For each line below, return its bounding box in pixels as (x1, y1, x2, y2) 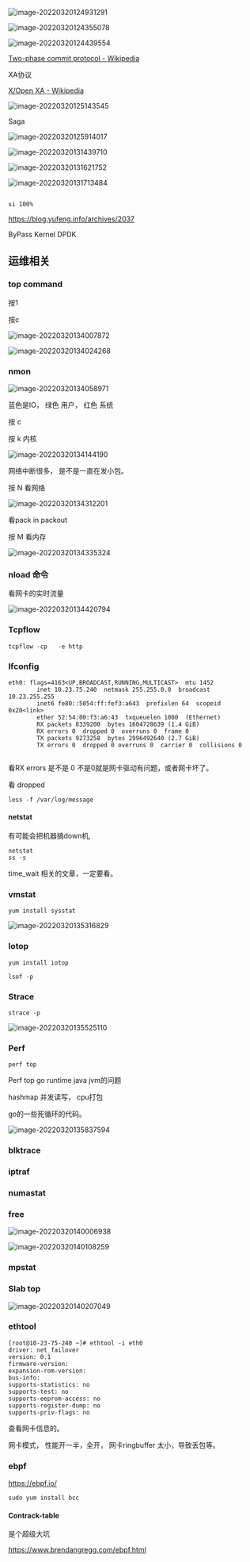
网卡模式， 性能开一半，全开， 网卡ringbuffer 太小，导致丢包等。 (8, 1440, 220, 1449)
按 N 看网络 (8, 482, 46, 492)
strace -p (8, 1008, 41, 1017)
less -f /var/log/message (8, 796, 93, 804)
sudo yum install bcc (8, 1494, 80, 1503)
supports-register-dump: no (8, 1401, 101, 1410)
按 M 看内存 (8, 532, 47, 541)
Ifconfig (8, 661, 40, 672)
